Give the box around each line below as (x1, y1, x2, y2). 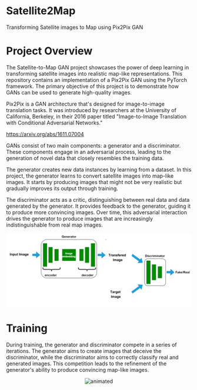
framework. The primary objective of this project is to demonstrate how (6, 83, 179, 90)
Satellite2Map (6, 4, 76, 18)
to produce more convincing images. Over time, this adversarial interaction (6, 208, 187, 216)
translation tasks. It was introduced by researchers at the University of (6, 106, 176, 113)
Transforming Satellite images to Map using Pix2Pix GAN (6, 24, 143, 31)
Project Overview (6, 44, 93, 58)
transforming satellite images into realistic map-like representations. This (6, 70, 183, 77)
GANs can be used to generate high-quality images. (6, 89, 132, 96)
